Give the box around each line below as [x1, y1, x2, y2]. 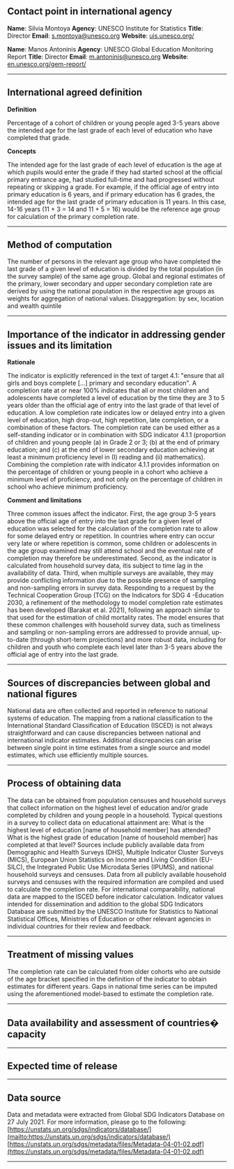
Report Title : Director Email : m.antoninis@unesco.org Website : [7, 52, 189, 61]
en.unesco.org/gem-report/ [7, 59, 86, 68]
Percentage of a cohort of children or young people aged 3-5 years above [7, 119, 220, 127]
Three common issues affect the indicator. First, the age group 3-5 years [7, 510, 216, 518]
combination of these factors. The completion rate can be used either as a [7, 423, 221, 431]
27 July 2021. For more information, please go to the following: [7, 1118, 187, 1126]
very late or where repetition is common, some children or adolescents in [7, 540, 217, 548]
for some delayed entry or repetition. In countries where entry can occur [7, 532, 215, 540]
